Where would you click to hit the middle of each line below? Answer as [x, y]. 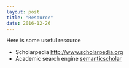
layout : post [23, 12]
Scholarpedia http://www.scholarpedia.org [69, 52]
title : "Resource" [30, 18]
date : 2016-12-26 [29, 23]
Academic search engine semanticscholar [68, 59]
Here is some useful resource [44, 41]
